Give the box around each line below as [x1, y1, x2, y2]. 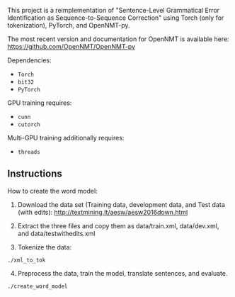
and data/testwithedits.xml [17, 229, 96, 237]
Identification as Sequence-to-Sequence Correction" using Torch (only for [7, 13, 224, 22]
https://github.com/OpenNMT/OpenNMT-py [7, 43, 136, 50]
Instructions [7, 168, 62, 180]
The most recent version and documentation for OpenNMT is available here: [7, 35, 229, 43]
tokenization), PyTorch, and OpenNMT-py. [7, 21, 130, 29]
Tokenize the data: [17, 242, 72, 251]
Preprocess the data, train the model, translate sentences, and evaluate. [17, 269, 228, 277]
